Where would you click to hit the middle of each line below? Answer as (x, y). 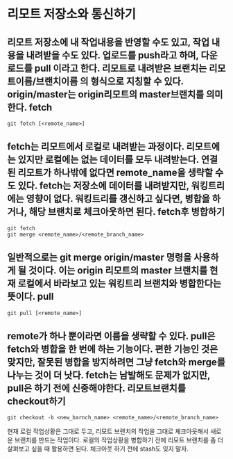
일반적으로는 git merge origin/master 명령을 (100, 258)
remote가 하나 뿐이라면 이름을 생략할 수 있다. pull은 (111, 336)
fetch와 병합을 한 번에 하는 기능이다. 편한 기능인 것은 (113, 349)
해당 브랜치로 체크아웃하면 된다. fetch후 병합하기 (127, 212)
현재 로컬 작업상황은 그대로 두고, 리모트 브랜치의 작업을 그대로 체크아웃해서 (108, 431)
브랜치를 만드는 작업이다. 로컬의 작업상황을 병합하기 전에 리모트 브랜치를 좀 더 (119, 440)
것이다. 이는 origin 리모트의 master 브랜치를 (118, 271)
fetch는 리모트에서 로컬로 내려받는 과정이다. (96, 147)
